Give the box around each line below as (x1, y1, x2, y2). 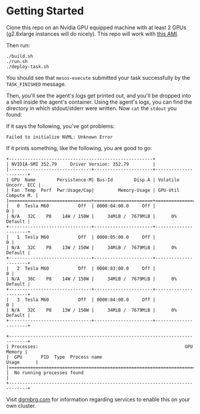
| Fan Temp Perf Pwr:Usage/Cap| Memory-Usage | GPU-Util (6, 187, 180, 193)
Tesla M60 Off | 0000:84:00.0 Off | (24, 297, 156, 303)
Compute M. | (6, 192, 39, 198)
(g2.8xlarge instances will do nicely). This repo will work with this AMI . (6, 30, 179, 37)
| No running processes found (6, 369, 84, 376)
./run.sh (6, 58, 28, 64)
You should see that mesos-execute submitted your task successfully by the (6, 74, 190, 81)
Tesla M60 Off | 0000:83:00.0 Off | (24, 265, 156, 272)
